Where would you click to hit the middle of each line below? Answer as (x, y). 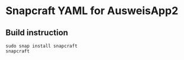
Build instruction (37, 33)
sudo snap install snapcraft (42, 46)
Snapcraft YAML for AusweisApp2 (92, 11)
